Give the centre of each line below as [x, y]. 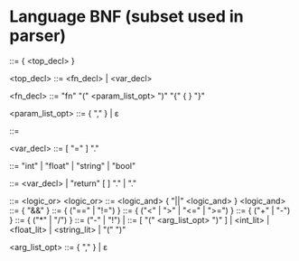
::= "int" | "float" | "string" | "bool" [73, 165]
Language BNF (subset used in [126, 17]
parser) [37, 36]
